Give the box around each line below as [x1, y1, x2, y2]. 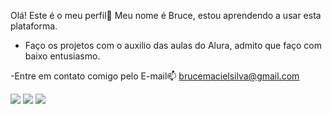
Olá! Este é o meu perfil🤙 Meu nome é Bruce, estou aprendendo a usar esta [10, 10, 322, 21]
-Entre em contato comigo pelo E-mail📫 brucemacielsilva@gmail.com [10, 70, 300, 82]
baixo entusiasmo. [24, 50, 101, 62]
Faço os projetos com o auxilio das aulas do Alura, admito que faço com [24, 40, 323, 51]
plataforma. [10, 20, 58, 32]
